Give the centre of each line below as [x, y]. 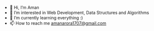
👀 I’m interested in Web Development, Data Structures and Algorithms [79, 13]
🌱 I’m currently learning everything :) [46, 18]
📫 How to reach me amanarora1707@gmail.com [58, 23]
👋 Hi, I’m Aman [25, 8]
